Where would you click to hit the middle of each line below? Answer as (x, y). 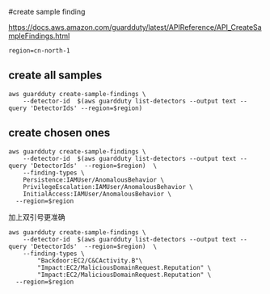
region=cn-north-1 (39, 51)
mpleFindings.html (39, 36)
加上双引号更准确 (37, 216)
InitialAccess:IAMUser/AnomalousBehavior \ (97, 194)
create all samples (55, 76)
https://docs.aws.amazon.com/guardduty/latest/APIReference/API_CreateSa (135, 27)
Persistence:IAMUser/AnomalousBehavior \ (93, 180)
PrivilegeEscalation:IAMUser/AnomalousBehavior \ (108, 187)
